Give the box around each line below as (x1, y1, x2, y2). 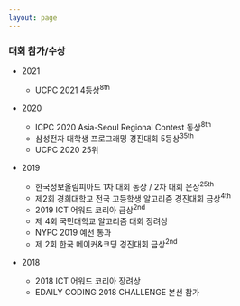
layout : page (8, 13, 58, 22)
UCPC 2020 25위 (34, 144, 99, 155)
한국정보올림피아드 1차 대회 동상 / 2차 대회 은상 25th (34, 179, 214, 192)
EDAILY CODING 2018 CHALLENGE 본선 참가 (34, 286, 200, 297)
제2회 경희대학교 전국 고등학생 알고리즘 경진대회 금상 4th (34, 191, 232, 203)
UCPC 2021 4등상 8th (34, 83, 110, 95)
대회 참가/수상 (8, 44, 66, 57)
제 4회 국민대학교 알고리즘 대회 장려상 (34, 215, 169, 226)
